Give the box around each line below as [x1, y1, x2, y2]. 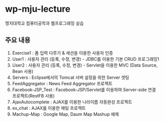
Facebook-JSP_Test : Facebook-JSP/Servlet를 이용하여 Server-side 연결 [12, 87, 156, 93]
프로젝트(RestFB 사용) [12, 93, 55, 98]
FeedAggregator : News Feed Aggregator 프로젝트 [12, 80, 113, 86]
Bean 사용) [12, 68, 34, 74]
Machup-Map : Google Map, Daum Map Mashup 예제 [12, 111, 119, 117]
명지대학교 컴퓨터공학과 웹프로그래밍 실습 [5, 20, 84, 26]
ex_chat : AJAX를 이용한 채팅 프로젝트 [12, 105, 86, 111]
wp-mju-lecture [5, 3, 71, 15]
